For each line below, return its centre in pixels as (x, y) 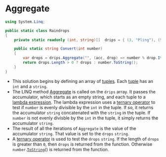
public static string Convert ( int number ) (58, 49)
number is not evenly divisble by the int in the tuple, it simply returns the (85, 118)
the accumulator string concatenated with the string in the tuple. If (81, 113)
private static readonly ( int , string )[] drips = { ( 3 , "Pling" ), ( (87, 40)
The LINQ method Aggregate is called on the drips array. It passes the (84, 91)
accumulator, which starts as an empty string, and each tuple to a (79, 97)
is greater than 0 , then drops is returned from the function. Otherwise (82, 144)
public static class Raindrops (37, 31)
